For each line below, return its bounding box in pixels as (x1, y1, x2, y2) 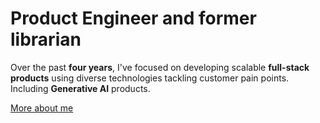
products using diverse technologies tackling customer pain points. (10, 72, 290, 84)
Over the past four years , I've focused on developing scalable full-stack (10, 61, 310, 73)
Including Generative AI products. (10, 82, 151, 94)
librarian (10, 28, 82, 51)
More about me (10, 102, 74, 114)
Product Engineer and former (10, 7, 257, 30)
